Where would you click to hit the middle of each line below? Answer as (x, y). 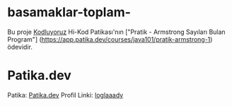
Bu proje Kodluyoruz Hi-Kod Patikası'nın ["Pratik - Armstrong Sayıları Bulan (116, 32)
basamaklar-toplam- (69, 12)
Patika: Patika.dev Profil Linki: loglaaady (65, 95)
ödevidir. (20, 47)
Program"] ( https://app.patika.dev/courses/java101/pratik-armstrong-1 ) (110, 39)
